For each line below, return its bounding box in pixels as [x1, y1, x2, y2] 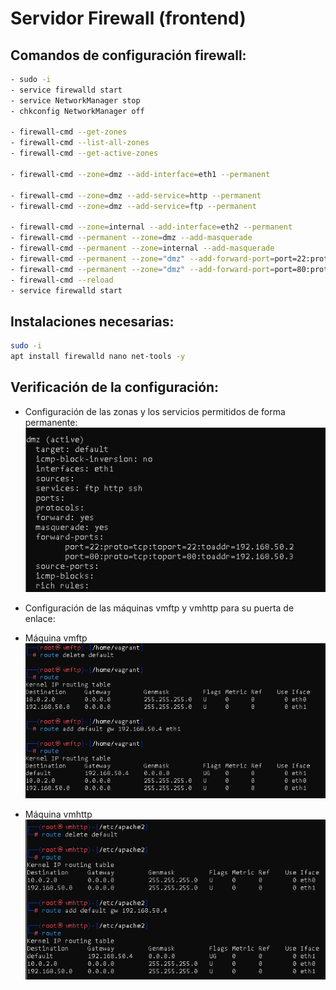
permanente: [24, 416, 78, 428]
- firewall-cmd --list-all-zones [10, 138, 150, 148]
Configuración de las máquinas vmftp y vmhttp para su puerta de [24, 602, 295, 614]
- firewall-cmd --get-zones [10, 127, 128, 137]
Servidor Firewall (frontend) [10, 7, 247, 30]
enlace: [24, 612, 56, 624]
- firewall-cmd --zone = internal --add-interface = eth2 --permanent [10, 222, 293, 232]
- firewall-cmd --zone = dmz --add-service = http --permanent [10, 190, 262, 201]
